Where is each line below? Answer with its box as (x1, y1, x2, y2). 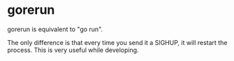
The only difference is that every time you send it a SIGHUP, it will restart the (7, 38, 228, 46)
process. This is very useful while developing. (7, 46, 139, 54)
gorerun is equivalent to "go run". (7, 25, 103, 33)
